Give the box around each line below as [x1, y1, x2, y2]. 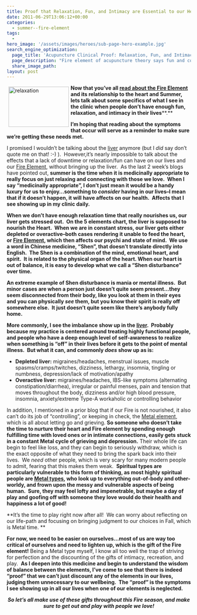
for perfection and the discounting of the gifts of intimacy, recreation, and [6, 554, 184, 561]
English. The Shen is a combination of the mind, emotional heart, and [6, 250, 179, 257]
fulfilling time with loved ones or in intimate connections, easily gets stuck [6, 432, 191, 439]
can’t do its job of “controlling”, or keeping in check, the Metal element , [6, 413, 178, 420]
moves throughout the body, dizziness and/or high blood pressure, [15, 389, 176, 396]
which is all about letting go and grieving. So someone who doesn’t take [6, 419, 182, 426]
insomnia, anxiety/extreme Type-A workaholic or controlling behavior [15, 395, 182, 402]
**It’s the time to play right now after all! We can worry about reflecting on [6, 511, 188, 518]
